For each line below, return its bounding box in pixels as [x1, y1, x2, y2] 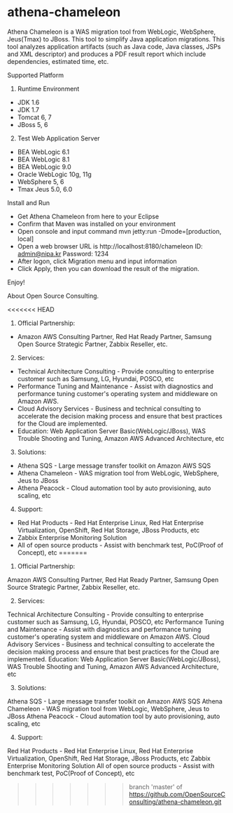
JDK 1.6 [17, 98, 40, 106]
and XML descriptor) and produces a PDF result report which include [7, 50, 206, 58]
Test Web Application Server [17, 134, 100, 143]
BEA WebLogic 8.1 [17, 155, 70, 164]
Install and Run [7, 198, 50, 207]
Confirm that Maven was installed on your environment [17, 219, 176, 228]
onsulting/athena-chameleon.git [129, 798, 222, 806]
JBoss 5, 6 [17, 120, 48, 128]
